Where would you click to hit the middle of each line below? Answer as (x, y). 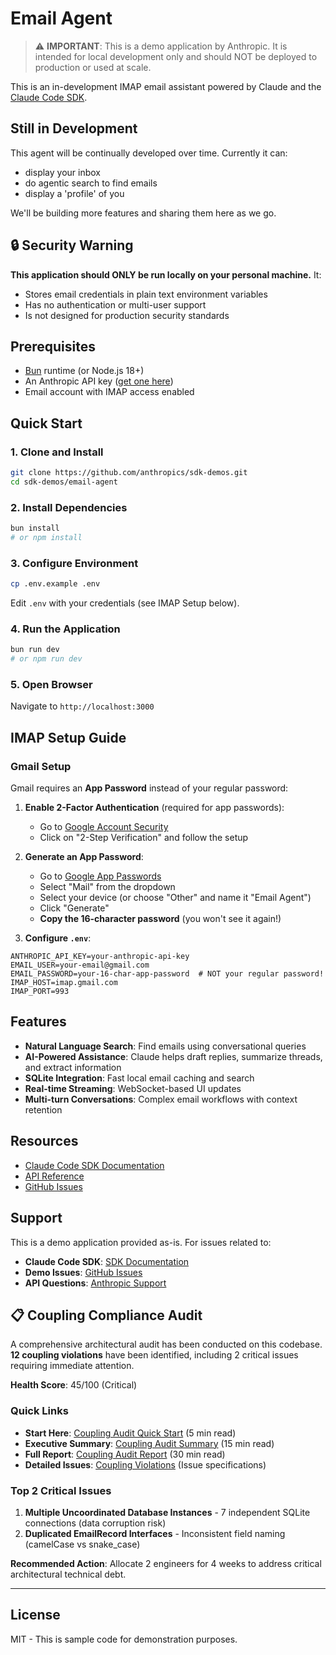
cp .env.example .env (55, 584)
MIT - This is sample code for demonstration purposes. (124, 1639)
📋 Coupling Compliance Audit (106, 1315)
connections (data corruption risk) (95, 1523)
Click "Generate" (74, 908)
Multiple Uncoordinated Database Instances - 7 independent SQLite (167, 1512)
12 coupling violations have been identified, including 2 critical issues (154, 1355)
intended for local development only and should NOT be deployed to (176, 56)
